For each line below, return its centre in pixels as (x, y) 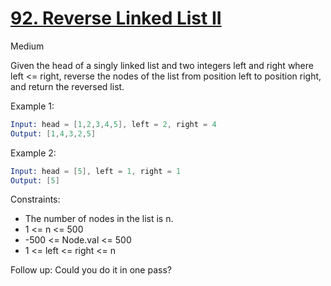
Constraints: (35, 199)
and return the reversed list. (67, 86)
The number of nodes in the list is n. (99, 219)
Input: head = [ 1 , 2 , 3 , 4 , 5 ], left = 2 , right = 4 (113, 124)
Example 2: (33, 153)
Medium (27, 46)
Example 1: (32, 106)
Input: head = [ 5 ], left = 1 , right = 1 (96, 171)
